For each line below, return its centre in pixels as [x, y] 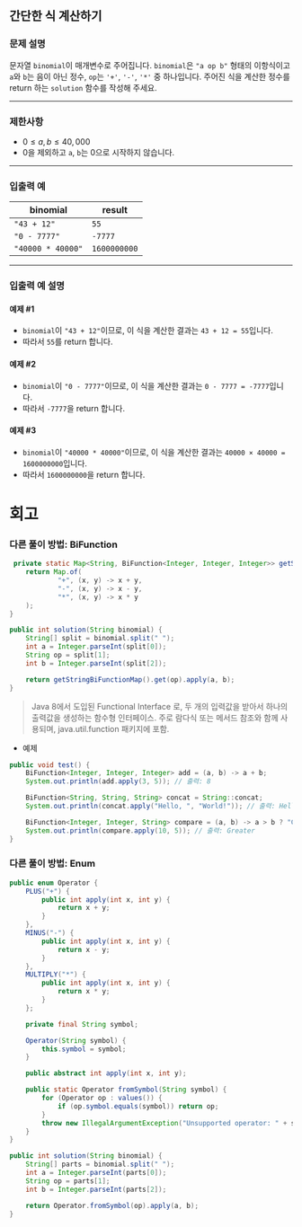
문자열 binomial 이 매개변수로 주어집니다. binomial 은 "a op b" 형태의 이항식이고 [150, 65]
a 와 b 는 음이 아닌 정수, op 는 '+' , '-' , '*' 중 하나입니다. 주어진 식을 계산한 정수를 [150, 76]
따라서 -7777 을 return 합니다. [74, 408]
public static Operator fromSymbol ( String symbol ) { [126, 1090]
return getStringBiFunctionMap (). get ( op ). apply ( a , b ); [130, 680]
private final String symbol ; [82, 1024]
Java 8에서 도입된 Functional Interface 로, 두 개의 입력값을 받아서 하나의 [160, 706]
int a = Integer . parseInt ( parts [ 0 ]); [96, 1173]
